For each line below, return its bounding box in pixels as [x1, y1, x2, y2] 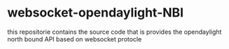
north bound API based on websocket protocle [7, 35, 142, 43]
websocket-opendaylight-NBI [7, 5, 184, 21]
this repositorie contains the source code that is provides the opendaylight [7, 28, 222, 36]
